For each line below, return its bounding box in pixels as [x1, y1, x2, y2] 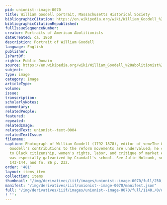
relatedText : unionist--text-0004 [5, 127, 77, 132]
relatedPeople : [5, 109, 37, 114]
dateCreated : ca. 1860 [5, 35, 52, 40]
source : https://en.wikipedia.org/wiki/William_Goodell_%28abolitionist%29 [5, 63, 166, 68]
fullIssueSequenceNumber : [5, 26, 59, 31]
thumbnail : [5, 179, 28, 184]
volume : [5, 86, 21, 91]
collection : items [5, 174, 43, 179]
